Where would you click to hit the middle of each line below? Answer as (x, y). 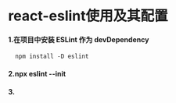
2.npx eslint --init (37, 73)
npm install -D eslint (52, 57)
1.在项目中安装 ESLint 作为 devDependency (79, 39)
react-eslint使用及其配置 (88, 16)
